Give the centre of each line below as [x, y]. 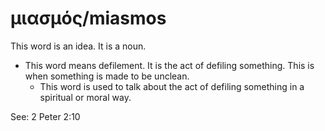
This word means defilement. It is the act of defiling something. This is [169, 65]
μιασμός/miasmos [88, 18]
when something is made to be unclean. [107, 76]
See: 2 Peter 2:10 [45, 116]
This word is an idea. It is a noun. [78, 46]
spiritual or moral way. [85, 97]
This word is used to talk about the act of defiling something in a [172, 86]
